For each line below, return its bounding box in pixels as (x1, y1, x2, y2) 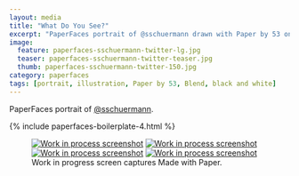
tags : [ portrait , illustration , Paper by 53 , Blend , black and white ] (9, 79, 277, 88)
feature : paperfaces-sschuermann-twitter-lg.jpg (17, 46, 201, 55)
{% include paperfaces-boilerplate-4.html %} (9, 121, 176, 132)
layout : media (9, 12, 62, 22)
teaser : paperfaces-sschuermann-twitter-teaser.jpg (17, 54, 214, 63)
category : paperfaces (9, 71, 90, 80)
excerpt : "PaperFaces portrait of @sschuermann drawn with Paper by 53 (9, 29, 280, 38)
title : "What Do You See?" (9, 21, 109, 30)
